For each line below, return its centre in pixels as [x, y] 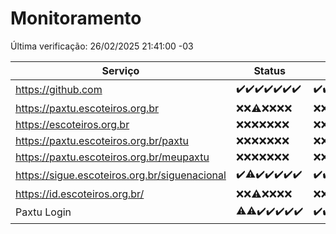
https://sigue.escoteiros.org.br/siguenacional [121, 175]
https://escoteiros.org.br [72, 124]
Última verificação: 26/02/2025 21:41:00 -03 [102, 46]
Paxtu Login [43, 212]
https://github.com [59, 90]
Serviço [120, 70]
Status [269, 70]
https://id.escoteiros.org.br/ [80, 194]
